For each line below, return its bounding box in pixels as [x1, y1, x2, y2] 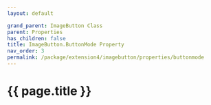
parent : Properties [7, 29, 63, 35]
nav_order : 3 [7, 48, 45, 55]
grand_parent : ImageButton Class [7, 22, 103, 29]
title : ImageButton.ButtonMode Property [7, 42, 125, 48]
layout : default [7, 10, 54, 17]
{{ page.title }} [7, 83, 92, 99]
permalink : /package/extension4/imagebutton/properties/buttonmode [7, 54, 205, 61]
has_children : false [7, 35, 67, 42]
